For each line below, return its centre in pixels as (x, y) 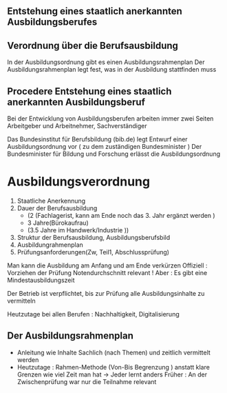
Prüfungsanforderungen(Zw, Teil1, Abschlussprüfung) (93, 252)
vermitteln (21, 301)
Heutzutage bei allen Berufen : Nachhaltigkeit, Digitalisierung (94, 314)
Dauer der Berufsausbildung (57, 208)
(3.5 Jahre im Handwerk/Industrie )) (78, 230)
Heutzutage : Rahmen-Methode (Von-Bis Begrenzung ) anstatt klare (113, 367)
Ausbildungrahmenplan (50, 245)
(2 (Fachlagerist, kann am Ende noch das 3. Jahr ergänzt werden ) (121, 215)
